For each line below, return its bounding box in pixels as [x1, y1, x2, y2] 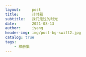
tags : [5, 40, 16, 45]
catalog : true [5, 35, 35, 40]
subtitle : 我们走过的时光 [5, 16, 58, 21]
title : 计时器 [5, 12, 43, 17]
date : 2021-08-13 [5, 21, 55, 26]
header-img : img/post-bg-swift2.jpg [5, 30, 81, 35]
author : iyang [5, 26, 43, 31]
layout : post [5, 7, 41, 12]
